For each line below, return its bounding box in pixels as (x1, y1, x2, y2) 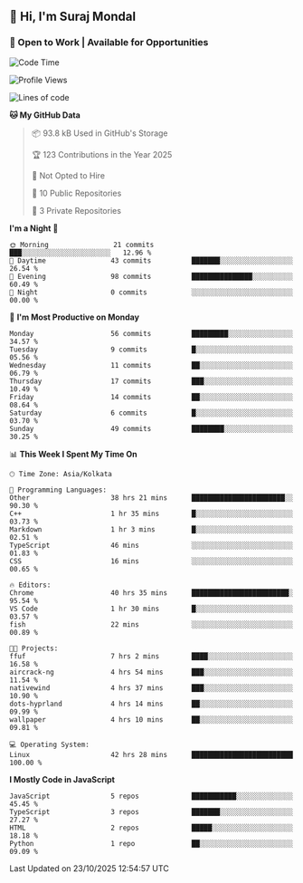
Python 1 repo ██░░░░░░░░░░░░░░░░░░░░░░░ (9, 839, 294, 848)
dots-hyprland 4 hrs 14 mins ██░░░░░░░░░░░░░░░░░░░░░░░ (9, 699, 294, 708)
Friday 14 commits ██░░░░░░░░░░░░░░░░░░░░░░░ (9, 392, 294, 401)
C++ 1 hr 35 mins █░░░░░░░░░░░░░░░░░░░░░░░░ (9, 509, 294, 518)
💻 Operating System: (9, 740, 90, 749)
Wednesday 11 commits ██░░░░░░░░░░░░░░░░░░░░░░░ (9, 360, 294, 370)
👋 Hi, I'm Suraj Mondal (9, 9, 137, 24)
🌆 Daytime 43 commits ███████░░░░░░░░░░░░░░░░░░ (9, 255, 294, 265)
